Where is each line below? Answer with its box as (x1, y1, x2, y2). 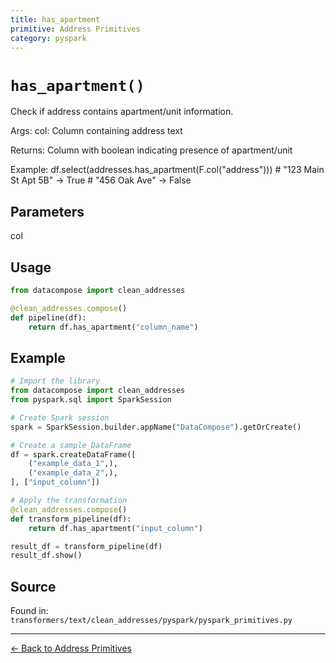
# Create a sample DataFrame (10, 440, 132, 450)
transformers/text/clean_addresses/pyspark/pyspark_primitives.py (10, 616, 293, 626)
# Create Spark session (10, 412, 110, 423)
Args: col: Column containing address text (10, 125, 183, 137)
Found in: (10, 605, 49, 617)
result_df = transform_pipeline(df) (10, 541, 163, 551)
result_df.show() (10, 551, 83, 561)
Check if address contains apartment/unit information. (10, 106, 234, 118)
